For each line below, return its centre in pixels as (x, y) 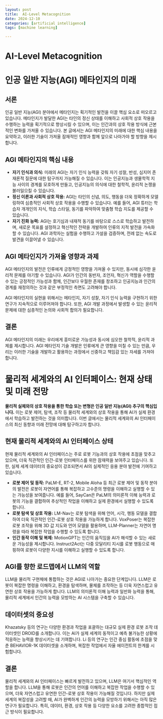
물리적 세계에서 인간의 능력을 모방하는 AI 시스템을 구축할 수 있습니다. (70, 598)
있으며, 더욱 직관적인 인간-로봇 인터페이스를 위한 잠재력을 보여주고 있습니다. (77, 460)
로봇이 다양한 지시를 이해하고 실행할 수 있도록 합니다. (75, 550)
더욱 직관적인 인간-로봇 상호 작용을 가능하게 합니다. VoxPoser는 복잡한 (88, 519)
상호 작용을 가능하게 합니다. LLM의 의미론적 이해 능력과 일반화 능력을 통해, (84, 592)
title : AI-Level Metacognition (38, 14)
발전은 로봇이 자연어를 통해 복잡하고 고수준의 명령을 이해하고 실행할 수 (83, 488)
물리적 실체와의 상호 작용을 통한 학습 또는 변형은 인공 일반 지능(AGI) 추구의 (75, 406)
